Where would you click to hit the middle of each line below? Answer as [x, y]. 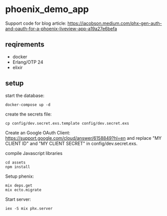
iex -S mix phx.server [29, 208]
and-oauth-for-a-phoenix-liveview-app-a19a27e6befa [61, 28]
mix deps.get [19, 185]
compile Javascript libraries [34, 153]
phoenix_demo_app [47, 9]
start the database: [25, 95]
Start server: [18, 199]
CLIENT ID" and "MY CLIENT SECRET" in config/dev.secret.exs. [71, 143]
